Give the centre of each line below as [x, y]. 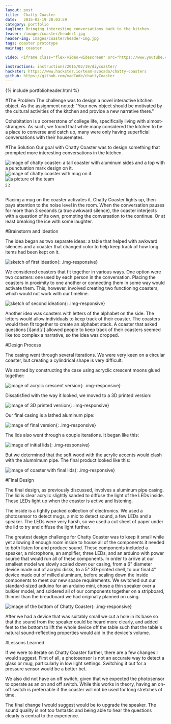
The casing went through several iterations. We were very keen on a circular [85, 355]
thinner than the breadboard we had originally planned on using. [73, 597]
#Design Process [23, 345]
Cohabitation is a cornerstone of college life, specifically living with [76, 121]
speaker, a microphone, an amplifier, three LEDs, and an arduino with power [85, 553]
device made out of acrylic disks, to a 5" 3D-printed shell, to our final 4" [81, 570]
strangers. [16, 127]
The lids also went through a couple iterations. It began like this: [72, 435]
